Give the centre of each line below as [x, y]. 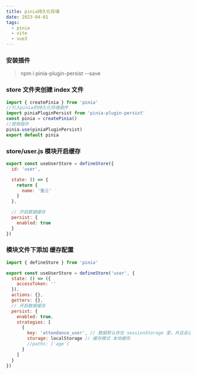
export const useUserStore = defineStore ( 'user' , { [70, 273]
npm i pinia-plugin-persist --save [60, 73]
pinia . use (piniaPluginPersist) [44, 130]
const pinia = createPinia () [42, 119]
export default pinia [33, 135]
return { [27, 185]
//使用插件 [18, 124]
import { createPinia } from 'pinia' [52, 102]
